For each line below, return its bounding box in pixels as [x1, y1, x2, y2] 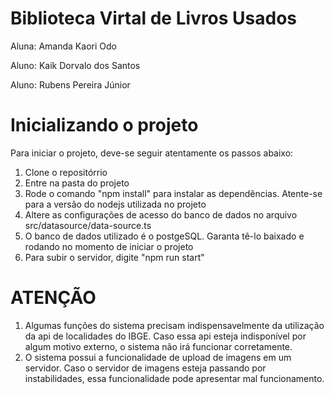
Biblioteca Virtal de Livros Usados [10, 7, 298, 30]
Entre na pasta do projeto [24, 177, 130, 189]
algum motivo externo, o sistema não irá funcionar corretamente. [24, 340, 293, 352]
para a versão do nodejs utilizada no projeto [24, 198, 207, 210]
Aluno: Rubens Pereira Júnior [10, 78, 131, 91]
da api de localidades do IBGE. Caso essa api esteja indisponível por [24, 330, 307, 342]
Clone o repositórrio [24, 166, 108, 178]
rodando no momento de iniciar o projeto [24, 240, 194, 252]
